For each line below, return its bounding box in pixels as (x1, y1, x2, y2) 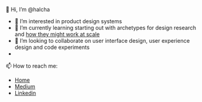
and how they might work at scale (14, 31, 100, 38)
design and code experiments (14, 43, 90, 51)
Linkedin (14, 89, 37, 97)
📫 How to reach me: (5, 62, 58, 70)
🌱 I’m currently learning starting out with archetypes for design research (14, 24, 197, 31)
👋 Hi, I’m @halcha (5, 6, 50, 13)
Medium (14, 83, 36, 90)
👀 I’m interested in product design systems (14, 18, 123, 24)
